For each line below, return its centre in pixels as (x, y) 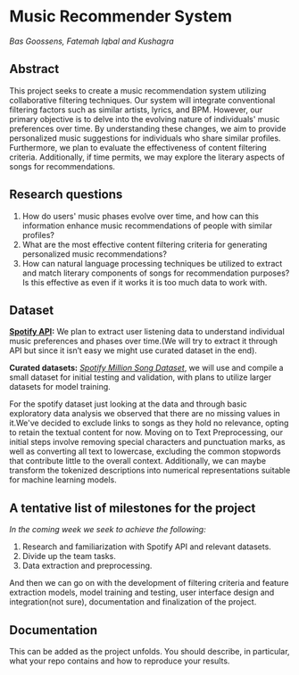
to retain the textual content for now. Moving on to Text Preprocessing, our (146, 432)
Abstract (34, 69)
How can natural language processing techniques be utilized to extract (152, 263)
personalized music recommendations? (95, 254)
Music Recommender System (120, 16)
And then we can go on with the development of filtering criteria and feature (149, 583)
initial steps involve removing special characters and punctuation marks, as (147, 442)
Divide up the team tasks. (69, 556)
